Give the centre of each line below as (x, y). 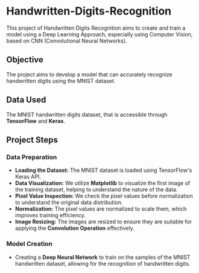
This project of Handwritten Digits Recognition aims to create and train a (96, 28)
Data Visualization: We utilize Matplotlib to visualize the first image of (103, 183)
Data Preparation (32, 157)
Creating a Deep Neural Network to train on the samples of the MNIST (103, 257)
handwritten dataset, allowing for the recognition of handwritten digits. (103, 263)
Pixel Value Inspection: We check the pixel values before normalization (104, 196)
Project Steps (32, 140)
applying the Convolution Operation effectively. (74, 228)
